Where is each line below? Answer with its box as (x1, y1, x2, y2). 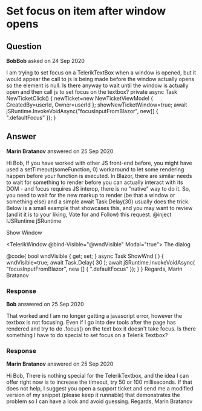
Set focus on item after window (6, 4, 166, 18)
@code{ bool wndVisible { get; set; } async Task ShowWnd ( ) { (6, 252, 165, 260)
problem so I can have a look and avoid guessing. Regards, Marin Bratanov (6, 398, 193, 405)
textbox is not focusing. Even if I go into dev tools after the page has (6, 319, 177, 326)
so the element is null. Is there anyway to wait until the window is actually (6, 82, 189, 89)
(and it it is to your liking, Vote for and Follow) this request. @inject (6, 211, 172, 218)
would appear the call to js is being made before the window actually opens (6, 76, 195, 82)
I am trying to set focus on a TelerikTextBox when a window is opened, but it (6, 69, 197, 76)
